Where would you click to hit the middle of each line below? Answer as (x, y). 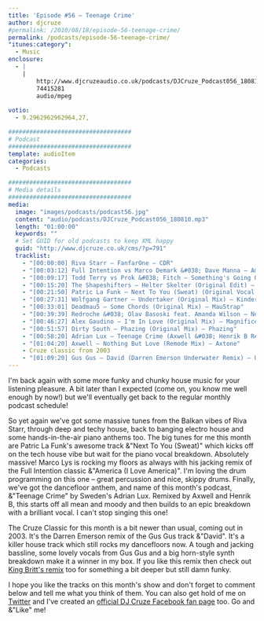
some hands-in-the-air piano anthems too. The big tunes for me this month (130, 437)
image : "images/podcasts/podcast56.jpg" (82, 212)
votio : (19, 111)
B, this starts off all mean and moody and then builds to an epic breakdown (130, 504)
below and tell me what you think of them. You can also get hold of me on (127, 593)
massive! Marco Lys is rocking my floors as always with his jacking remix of (130, 462)
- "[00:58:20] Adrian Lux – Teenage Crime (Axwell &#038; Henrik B (135, 336)
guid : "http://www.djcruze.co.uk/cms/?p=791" (91, 248)
